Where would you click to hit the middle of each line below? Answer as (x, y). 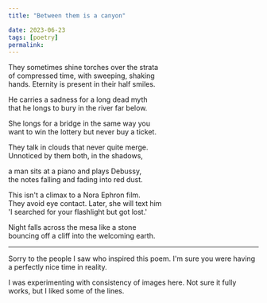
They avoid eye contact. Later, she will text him (85, 204)
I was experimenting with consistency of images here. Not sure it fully (122, 282)
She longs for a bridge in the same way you (79, 123)
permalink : (26, 45)
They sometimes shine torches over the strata (83, 68)
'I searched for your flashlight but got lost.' (78, 212)
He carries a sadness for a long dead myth (78, 99)
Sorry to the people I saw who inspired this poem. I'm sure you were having (132, 258)
